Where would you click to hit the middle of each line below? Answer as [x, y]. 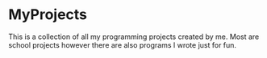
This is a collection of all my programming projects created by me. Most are [134, 37]
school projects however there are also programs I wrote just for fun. [122, 44]
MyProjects [48, 15]
